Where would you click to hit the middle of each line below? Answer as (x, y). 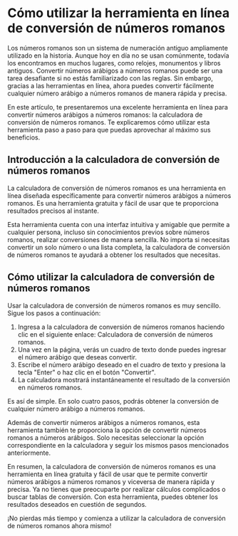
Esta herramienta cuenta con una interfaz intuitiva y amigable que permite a (119, 224)
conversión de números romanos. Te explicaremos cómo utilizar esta (109, 122)
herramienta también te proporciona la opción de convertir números (107, 430)
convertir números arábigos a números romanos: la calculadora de (105, 115)
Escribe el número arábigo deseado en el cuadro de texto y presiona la (121, 364)
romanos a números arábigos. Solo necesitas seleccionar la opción (106, 437)
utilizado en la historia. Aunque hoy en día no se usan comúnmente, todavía (118, 56)
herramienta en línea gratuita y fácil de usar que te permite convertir (108, 474)
